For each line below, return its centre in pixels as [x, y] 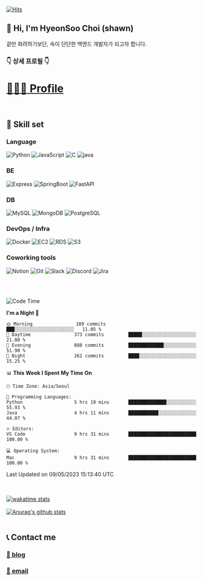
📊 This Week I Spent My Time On [49, 373]
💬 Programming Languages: [39, 397]
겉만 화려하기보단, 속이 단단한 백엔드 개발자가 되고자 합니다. [77, 44]
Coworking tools [31, 258]
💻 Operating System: [33, 451]
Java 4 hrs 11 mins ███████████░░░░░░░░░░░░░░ [101, 413]
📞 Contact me [31, 537]
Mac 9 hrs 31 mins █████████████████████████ [101, 458]
